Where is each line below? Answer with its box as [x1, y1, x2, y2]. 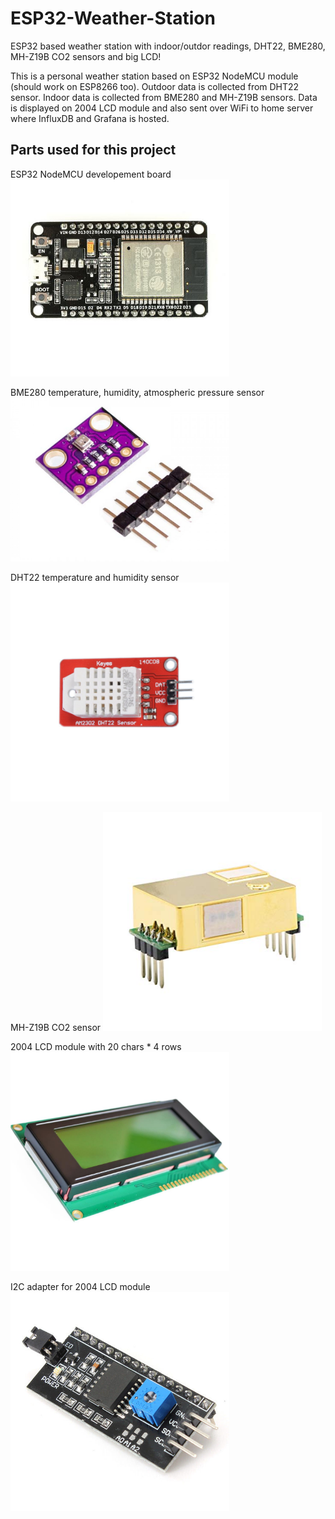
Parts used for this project [10, 142, 177, 159]
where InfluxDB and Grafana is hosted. [10, 112, 170, 124]
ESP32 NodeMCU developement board [10, 168, 172, 180]
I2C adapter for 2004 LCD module [10, 1281, 151, 1293]
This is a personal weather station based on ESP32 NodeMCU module [10, 70, 299, 82]
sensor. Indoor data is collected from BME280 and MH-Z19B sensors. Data [10, 91, 318, 103]
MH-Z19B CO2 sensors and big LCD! [10, 50, 162, 62]
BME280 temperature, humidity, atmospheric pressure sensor [10, 386, 265, 398]
